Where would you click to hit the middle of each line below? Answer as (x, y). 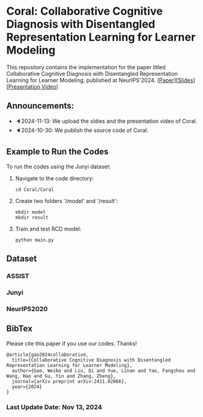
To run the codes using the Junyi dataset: (59, 166)
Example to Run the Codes (57, 152)
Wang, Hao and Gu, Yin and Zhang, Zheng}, (61, 376)
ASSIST (18, 276)
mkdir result (32, 217)
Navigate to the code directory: (54, 178)
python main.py (35, 240)
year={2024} (27, 386)
